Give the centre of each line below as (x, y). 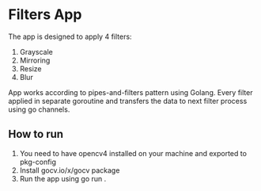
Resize (30, 68)
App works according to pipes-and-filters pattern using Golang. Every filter (130, 92)
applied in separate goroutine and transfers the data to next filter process (128, 101)
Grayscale (36, 52)
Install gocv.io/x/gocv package (70, 170)
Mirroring (35, 60)
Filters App (45, 15)
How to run (36, 134)
